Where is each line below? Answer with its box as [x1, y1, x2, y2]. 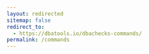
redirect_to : [6, 23, 45, 30]
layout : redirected [6, 10, 64, 18]
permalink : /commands [6, 36, 70, 43]
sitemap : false [6, 17, 51, 24]
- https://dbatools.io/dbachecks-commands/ [13, 29, 142, 37]
